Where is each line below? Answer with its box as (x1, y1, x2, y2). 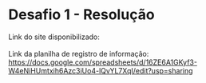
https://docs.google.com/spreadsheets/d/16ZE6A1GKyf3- (8, 57, 198, 67)
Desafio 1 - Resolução (8, 6, 155, 24)
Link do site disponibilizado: (8, 32, 100, 41)
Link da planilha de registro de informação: (8, 49, 149, 58)
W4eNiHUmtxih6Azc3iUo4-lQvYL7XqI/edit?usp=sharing (8, 65, 193, 75)
